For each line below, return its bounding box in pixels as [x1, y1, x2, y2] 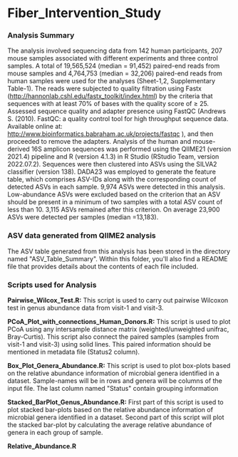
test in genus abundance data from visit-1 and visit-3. [7, 304, 164, 312]
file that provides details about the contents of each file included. [7, 262, 199, 270]
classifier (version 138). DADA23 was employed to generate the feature [7, 167, 216, 176]
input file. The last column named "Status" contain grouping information [7, 384, 219, 393]
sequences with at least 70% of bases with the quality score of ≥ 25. [7, 100, 209, 108]
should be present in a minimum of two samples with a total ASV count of [7, 198, 223, 206]
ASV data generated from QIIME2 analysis [7, 231, 156, 241]
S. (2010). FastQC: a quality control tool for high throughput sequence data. [7, 115, 229, 123]
